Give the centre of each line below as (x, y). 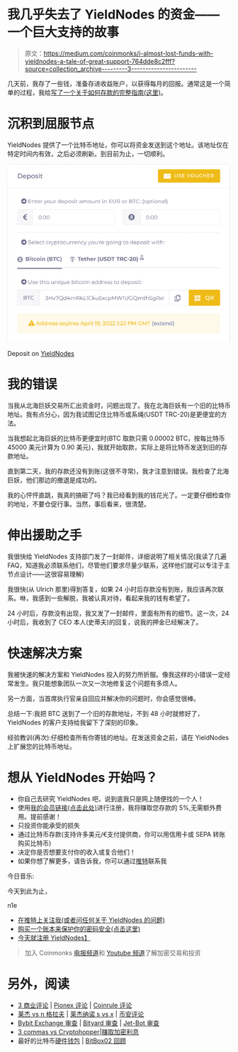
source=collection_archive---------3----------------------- (110, 69)
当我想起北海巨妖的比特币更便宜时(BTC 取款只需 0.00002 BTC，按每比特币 (116, 438)
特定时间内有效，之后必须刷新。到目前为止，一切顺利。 (88, 153)
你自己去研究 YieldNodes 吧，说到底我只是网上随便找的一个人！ (110, 798)
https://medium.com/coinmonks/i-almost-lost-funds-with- (129, 53)
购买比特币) (34, 843)
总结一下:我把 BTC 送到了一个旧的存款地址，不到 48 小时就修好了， (106, 713)
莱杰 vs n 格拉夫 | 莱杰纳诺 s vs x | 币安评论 (81, 1014)
